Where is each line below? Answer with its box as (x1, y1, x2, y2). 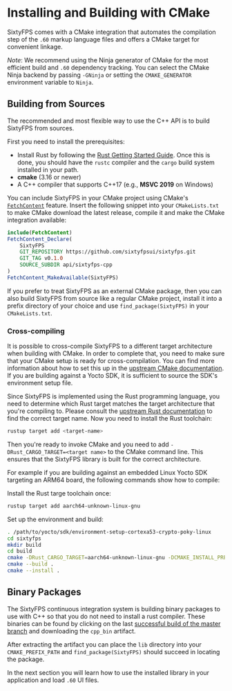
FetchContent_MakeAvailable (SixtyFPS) (7, 274, 119, 281)
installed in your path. (17, 165, 79, 174)
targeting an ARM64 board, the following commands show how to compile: (7, 475, 220, 484)
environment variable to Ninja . (7, 78, 94, 86)
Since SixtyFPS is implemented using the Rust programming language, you (7, 392, 220, 401)
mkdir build (7, 541, 41, 548)
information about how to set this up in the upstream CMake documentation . (7, 364, 224, 372)
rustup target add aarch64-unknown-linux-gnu (7, 502, 140, 509)
